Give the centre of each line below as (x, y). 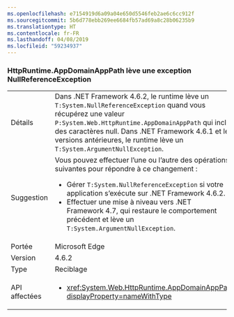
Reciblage (71, 270)
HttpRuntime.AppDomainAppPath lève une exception (99, 71)
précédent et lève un (100, 219)
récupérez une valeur (90, 114)
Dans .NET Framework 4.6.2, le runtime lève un (132, 96)
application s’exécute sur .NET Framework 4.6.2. (146, 193)
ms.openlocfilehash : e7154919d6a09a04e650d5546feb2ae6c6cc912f (101, 14)
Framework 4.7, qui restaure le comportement (142, 211)
